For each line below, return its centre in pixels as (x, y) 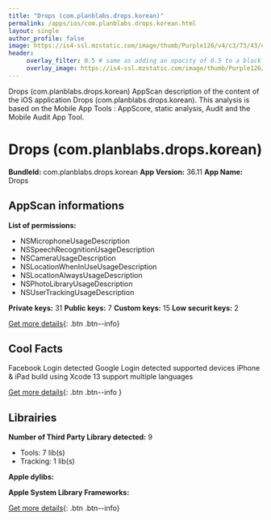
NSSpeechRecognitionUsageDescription (87, 249)
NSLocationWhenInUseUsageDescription (88, 266)
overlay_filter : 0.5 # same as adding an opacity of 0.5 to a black (144, 61)
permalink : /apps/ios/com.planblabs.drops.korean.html (102, 23)
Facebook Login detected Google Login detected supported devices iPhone (134, 368)
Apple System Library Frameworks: (69, 493)
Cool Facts (35, 349)
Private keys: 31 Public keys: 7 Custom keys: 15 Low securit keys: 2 (124, 308)
